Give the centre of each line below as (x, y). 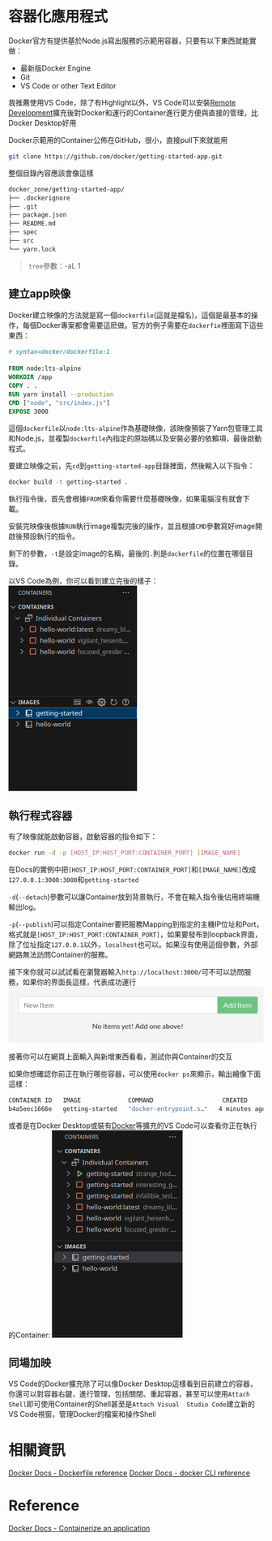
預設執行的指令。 (51, 536)
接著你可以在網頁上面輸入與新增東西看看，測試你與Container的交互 (121, 1057)
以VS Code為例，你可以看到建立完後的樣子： (83, 580)
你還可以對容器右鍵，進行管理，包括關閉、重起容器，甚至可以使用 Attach (129, 1394)
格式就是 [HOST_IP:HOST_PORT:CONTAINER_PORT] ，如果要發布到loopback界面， (135, 935)
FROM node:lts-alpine (45, 369)
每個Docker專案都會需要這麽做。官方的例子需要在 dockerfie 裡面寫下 (136, 325)
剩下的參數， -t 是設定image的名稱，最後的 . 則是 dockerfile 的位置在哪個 (127, 553)
